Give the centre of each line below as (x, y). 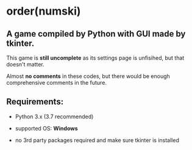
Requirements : (35, 102)
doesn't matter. (25, 64)
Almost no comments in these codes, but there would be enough (88, 76)
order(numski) (44, 11)
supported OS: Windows (46, 128)
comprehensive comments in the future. (56, 83)
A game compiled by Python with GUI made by (96, 34)
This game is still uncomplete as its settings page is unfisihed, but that (95, 58)
